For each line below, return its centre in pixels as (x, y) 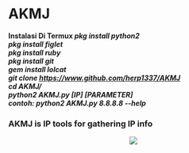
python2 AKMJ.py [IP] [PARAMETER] (71, 94)
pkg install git (31, 61)
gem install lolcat (37, 69)
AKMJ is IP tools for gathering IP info (81, 124)
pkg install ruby (35, 52)
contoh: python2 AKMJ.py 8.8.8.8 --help (77, 103)
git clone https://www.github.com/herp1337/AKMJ (94, 78)
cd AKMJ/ (25, 86)
